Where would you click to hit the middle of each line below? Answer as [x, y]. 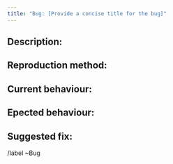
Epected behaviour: [51, 113]
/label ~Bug [24, 153]
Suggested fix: [40, 136]
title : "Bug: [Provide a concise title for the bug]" [87, 14]
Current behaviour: [50, 89]
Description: [35, 42]
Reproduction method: [57, 66]
